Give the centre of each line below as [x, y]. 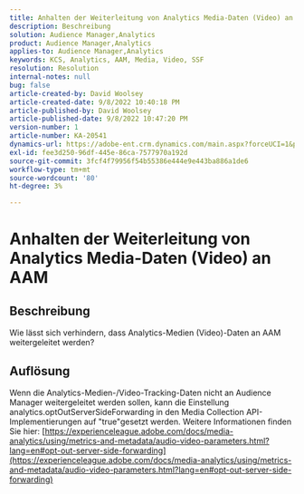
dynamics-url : [36, 144]
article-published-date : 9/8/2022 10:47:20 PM [99, 119]
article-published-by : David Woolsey [81, 111]
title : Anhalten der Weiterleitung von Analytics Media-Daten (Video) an [152, 18]
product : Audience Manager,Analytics [81, 43]
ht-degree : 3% [36, 187]
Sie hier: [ [27, 431]
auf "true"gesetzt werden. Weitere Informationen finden [188, 421]
